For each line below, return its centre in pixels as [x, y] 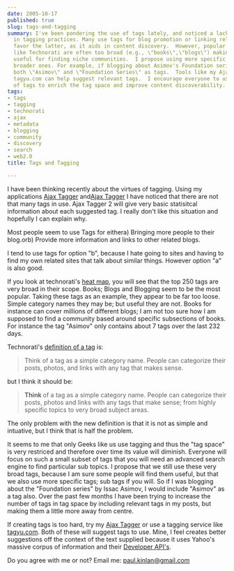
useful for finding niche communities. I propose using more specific [120, 59]
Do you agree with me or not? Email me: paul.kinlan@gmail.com [99, 560]
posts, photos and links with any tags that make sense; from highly [120, 402]
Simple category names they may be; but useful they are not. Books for [109, 304]
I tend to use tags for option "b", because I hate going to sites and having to [116, 253]
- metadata [23, 124]
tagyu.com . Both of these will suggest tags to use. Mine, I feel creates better [117, 532]
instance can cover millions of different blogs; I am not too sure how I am [112, 311]
